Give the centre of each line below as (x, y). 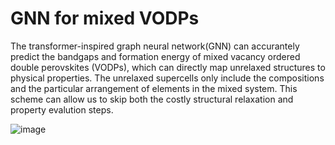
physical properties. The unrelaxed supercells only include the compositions (167, 78)
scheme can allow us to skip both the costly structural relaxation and (152, 99)
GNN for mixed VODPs (105, 18)
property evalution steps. (62, 109)
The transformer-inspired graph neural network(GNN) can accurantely (155, 46)
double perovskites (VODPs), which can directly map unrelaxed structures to (168, 67)
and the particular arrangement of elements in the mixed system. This (154, 88)
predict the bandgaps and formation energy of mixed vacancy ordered (155, 56)
